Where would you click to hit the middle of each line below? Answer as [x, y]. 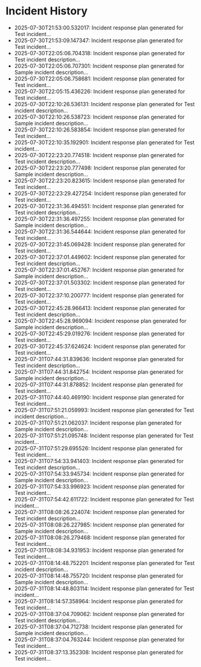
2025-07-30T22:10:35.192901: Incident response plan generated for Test [104, 142]
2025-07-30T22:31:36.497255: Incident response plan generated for [99, 219]
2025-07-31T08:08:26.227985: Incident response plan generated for [99, 525]
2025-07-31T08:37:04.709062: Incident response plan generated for [99, 614]
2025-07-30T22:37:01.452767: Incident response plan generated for [99, 270]
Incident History [47, 11]
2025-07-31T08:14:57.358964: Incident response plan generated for [99, 601]
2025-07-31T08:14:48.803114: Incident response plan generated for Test [104, 588]
